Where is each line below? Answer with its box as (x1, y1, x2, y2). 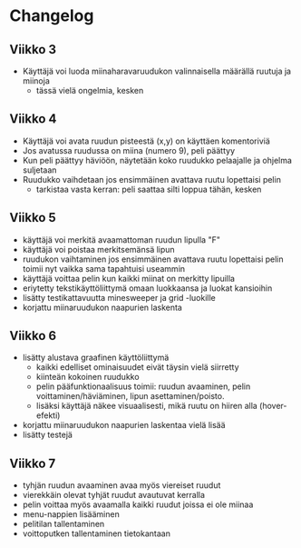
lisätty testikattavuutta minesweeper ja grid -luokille (22, 292, 216, 303)
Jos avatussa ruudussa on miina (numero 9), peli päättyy (22, 144, 236, 155)
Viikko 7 (9, 455, 56, 471)
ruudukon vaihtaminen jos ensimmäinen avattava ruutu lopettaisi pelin (22, 254, 284, 264)
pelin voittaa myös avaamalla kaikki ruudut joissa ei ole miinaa (22, 499, 254, 510)
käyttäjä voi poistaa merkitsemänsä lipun (22, 244, 175, 254)
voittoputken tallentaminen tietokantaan (22, 528, 170, 539)
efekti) (35, 410, 61, 421)
